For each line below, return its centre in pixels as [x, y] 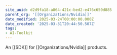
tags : [11, 28]
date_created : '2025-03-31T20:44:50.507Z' [51, 24]
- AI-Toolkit [19, 33]
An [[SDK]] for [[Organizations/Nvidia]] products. [56, 47]
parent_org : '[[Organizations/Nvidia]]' [49, 14]
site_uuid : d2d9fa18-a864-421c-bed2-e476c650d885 [59, 10]
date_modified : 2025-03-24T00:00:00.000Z [50, 19]
